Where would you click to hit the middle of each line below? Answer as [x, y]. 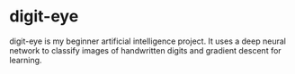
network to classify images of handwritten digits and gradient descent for [145, 50]
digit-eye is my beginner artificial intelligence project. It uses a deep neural [147, 41]
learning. [26, 60]
